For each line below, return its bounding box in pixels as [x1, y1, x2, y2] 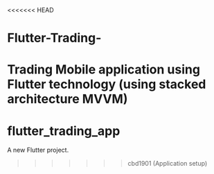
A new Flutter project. [7, 146, 69, 155]
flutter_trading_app [7, 123, 121, 139]
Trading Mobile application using [7, 62, 201, 78]
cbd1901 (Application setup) [127, 159, 208, 168]
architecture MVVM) [7, 92, 128, 107]
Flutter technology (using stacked [7, 76, 206, 92]
